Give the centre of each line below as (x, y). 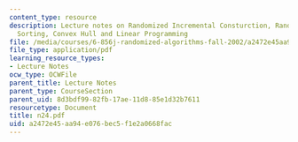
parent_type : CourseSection (61, 91)
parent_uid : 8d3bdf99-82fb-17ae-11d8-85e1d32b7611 (105, 99)
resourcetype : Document (53, 108)
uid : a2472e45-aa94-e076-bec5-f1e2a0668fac (91, 124)
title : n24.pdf (37, 116)
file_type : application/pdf (61, 50)
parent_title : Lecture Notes (63, 83)
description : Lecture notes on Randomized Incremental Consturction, (141, 26)
